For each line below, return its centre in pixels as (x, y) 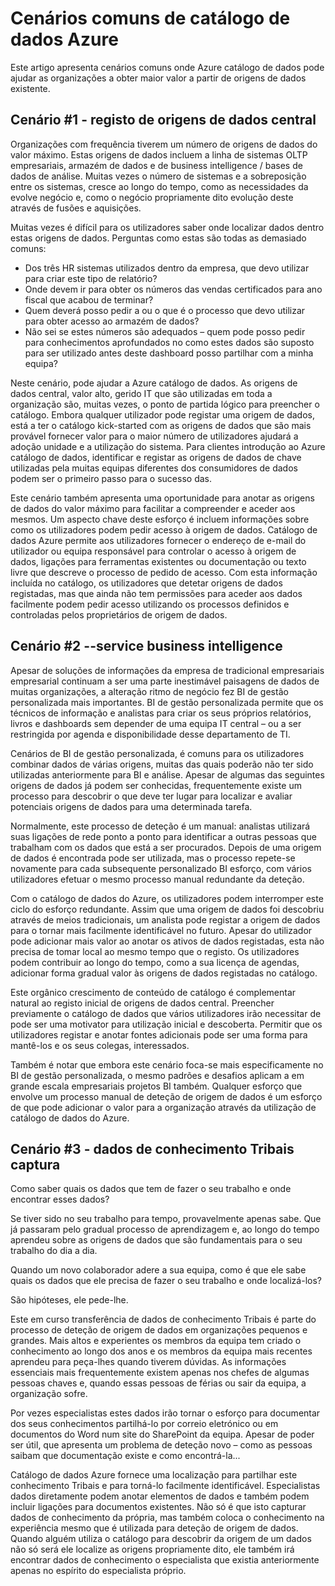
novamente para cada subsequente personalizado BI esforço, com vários (161, 868)
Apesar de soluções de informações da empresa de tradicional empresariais (167, 670)
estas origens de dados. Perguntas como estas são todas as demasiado (158, 238)
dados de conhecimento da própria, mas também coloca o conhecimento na (167, 1518)
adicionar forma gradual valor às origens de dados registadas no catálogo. (164, 973)
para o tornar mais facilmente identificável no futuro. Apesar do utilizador (161, 930)
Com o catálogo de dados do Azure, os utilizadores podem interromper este (167, 898)
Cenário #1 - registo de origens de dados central (163, 120)
